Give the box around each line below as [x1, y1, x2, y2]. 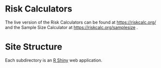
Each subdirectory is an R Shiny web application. [5, 57, 103, 63]
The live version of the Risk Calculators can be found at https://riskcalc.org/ [5, 19, 156, 25]
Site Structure [5, 41, 63, 53]
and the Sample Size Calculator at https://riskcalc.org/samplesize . [5, 24, 138, 30]
